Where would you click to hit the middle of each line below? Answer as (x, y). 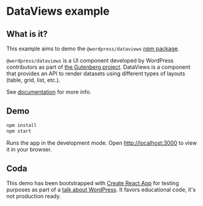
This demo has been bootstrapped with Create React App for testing (93, 183)
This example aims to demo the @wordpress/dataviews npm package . (93, 48)
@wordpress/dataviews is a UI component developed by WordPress (90, 60)
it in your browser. (29, 149)
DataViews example (58, 11)
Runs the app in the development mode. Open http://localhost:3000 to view (102, 143)
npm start (19, 131)
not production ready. (34, 196)
